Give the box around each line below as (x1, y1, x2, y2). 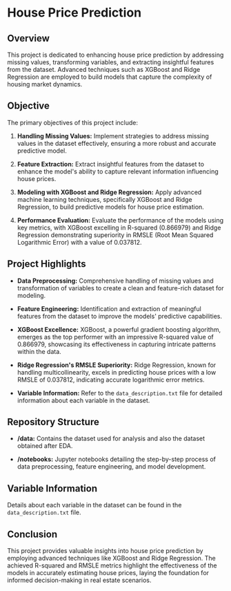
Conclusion (7, 528, 58, 540)
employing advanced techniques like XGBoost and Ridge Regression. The (7, 554, 216, 563)
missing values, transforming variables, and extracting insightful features (7, 58, 214, 66)
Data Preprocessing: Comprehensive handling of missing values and (17, 276, 214, 285)
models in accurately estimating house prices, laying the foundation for (7, 569, 209, 577)
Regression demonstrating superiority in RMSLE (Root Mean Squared (17, 230, 214, 239)
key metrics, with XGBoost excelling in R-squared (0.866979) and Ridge (17, 223, 221, 232)
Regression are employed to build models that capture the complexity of (7, 73, 212, 81)
